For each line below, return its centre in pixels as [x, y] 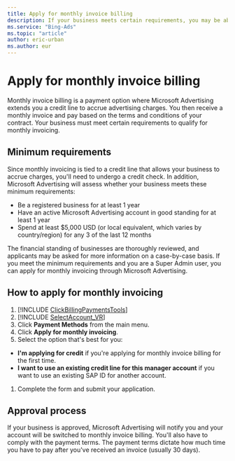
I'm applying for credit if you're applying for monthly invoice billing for [119, 353]
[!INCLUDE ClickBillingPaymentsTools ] [72, 310]
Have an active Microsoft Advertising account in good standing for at [117, 212]
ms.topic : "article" [37, 33]
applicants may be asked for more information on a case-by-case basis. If [114, 256]
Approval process [47, 411]
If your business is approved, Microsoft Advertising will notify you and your [115, 427]
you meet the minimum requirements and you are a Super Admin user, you [114, 263]
